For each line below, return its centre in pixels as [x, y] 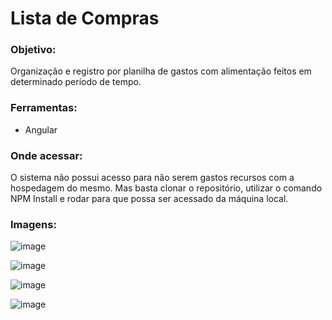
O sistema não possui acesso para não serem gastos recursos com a [152, 178]
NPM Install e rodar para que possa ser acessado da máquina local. [149, 199]
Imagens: [33, 224]
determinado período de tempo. [76, 82]
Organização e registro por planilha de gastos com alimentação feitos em [161, 71]
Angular [41, 129]
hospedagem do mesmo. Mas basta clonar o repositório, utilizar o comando [166, 188]
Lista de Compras [85, 18]
